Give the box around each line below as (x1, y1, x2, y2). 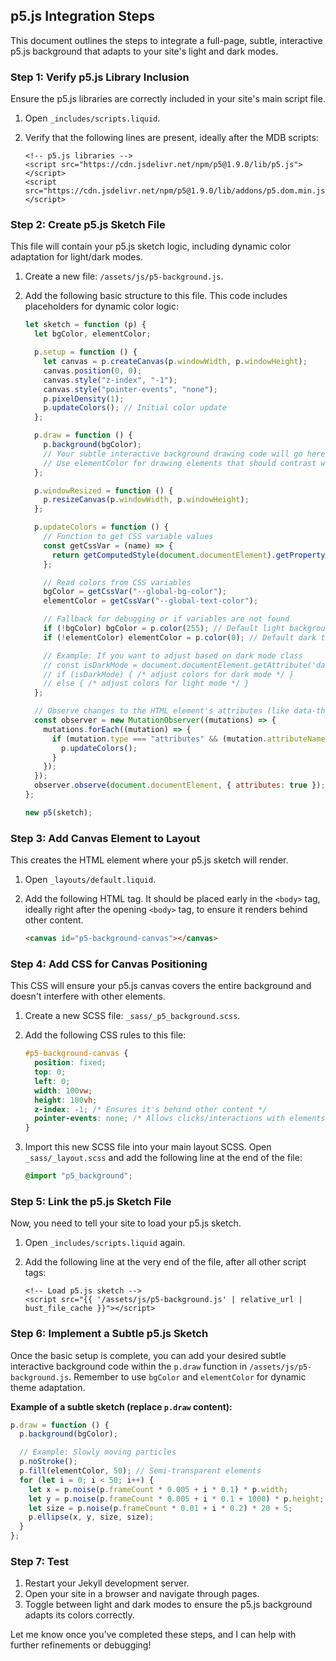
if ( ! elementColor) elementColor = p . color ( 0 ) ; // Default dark (43, 632, 317, 643)
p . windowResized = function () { (34, 485, 174, 496)
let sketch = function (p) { (24, 320, 147, 330)
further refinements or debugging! (10, 1639, 152, 1651)
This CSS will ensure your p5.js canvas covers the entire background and (10, 980, 312, 992)
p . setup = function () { (34, 347, 138, 358)
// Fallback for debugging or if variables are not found (43, 614, 290, 624)
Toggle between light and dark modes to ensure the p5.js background (24, 1599, 313, 1611)
